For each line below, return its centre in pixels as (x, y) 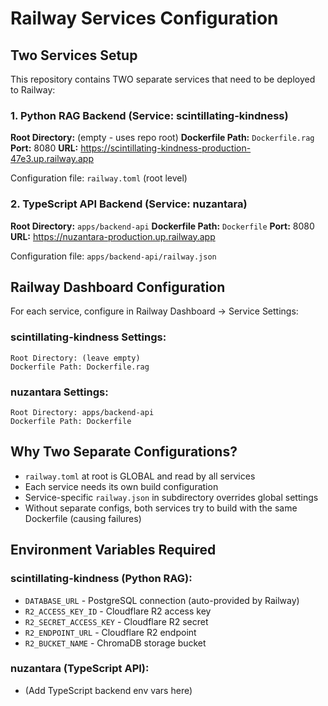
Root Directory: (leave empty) (75, 358)
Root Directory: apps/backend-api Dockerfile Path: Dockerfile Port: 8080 (162, 226)
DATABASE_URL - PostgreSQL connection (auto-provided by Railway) (162, 600)
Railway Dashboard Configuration (118, 287)
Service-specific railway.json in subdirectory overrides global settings (171, 497)
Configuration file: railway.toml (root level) (99, 178)
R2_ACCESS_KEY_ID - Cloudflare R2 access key (118, 611)
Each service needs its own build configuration (121, 486)
